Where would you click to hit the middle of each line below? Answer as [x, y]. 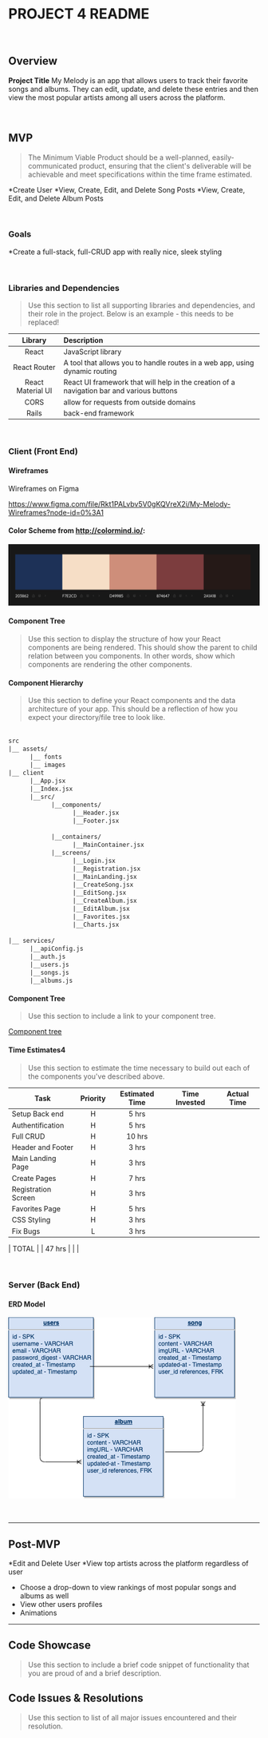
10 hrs [137, 1136]
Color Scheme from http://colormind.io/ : [77, 531]
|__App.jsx [47, 781]
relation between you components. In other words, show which [131, 655]
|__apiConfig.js [56, 949]
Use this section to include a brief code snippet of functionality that [138, 1664]
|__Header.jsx [96, 813]
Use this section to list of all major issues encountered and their [132, 1717]
